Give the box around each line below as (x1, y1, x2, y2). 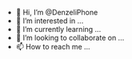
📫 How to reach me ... (15, 42, 90, 51)
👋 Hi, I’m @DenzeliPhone (15, 8, 98, 17)
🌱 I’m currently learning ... (15, 25, 102, 33)
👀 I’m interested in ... (15, 16, 84, 26)
